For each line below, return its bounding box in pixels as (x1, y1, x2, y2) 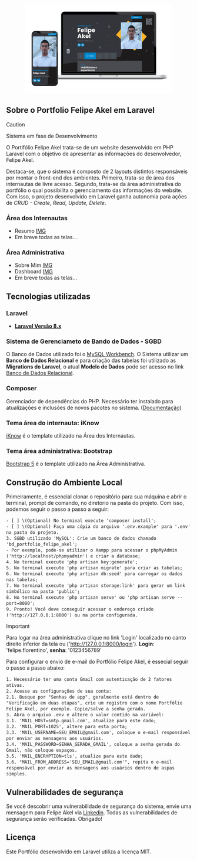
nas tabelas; (6, 577, 38, 583)
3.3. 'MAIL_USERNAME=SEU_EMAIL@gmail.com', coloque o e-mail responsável (6, 730, 191, 736)
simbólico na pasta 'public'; (6, 589, 81, 595)
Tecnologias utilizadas (6, 291, 91, 301)
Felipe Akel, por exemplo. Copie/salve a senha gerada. (6, 706, 146, 712)
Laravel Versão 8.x (14, 322, 62, 330)
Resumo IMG (14, 227, 46, 234)
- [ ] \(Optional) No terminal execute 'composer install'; (6, 518, 157, 524)
